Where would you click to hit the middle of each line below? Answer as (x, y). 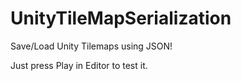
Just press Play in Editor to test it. (79, 65)
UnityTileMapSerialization (121, 18)
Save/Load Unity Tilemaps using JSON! (91, 46)
